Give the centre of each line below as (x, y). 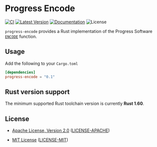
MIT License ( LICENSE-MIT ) (40, 140)
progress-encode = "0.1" (30, 77)
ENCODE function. (21, 36)
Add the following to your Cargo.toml (42, 63)
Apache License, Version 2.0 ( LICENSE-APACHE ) (61, 131)
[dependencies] (20, 72)
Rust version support (37, 92)
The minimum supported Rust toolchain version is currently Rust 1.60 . (75, 104)
